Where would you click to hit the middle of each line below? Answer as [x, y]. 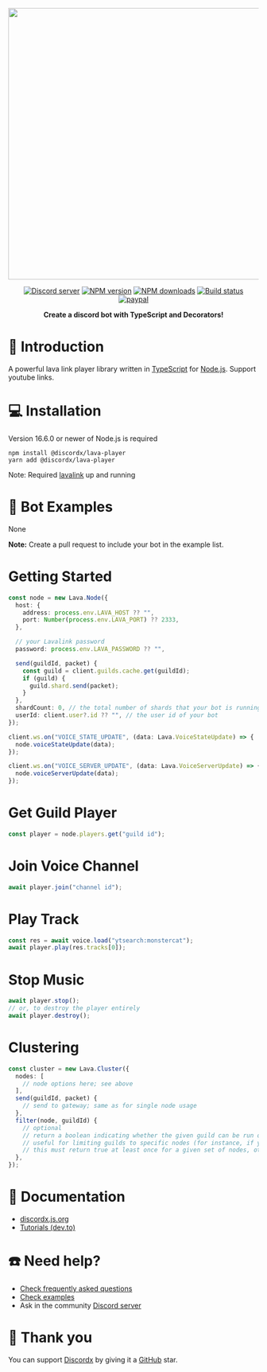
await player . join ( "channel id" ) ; [66, 887]
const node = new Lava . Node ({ [58, 598]
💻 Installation [55, 411]
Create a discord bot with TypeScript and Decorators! [133, 315]
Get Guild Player [63, 813]
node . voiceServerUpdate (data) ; [67, 774]
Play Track [44, 919]
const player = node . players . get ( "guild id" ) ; [87, 834]
